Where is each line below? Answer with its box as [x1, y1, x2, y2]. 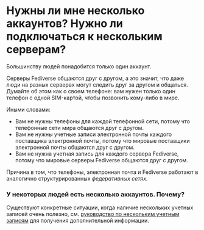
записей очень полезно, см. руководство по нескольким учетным [6, 210, 180, 218]
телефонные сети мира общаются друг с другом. [15, 124, 144, 131]
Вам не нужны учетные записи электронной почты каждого [15, 131, 172, 138]
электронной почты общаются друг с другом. [15, 143, 135, 151]
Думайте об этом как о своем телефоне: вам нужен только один [6, 87, 175, 95]
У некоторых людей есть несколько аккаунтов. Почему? [6, 190, 185, 198]
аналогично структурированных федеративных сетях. [6, 174, 148, 182]
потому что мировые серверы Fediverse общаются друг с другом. [15, 156, 189, 164]
